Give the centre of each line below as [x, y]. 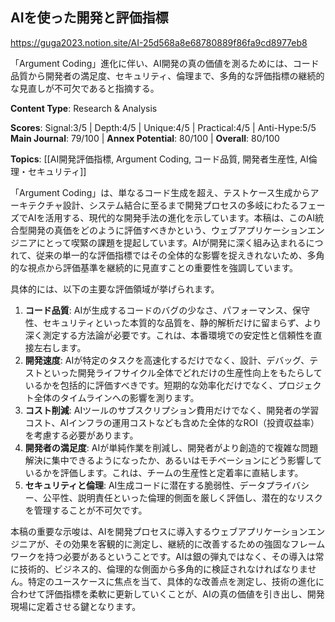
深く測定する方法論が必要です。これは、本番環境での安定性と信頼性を [169, 335]
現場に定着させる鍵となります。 [76, 606]
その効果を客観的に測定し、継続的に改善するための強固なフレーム [189, 544]
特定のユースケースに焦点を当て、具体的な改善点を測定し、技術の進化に [176, 581]
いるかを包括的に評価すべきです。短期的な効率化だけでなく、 [151, 385]
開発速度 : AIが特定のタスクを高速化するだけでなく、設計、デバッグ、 [167, 360]
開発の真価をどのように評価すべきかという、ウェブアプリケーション [167, 230]
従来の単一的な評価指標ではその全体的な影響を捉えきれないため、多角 [180, 255]
